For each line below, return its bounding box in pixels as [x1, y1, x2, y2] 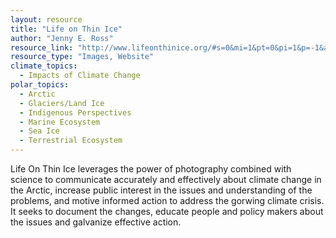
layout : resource [10, 14, 83, 25]
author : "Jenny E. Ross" [10, 33, 114, 43]
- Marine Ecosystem [19, 117, 101, 127]
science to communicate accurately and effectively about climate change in [10, 174, 322, 185]
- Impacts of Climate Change [19, 71, 141, 81]
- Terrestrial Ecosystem [19, 136, 123, 146]
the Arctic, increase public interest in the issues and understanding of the [10, 184, 313, 196]
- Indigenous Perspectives [19, 107, 132, 118]
